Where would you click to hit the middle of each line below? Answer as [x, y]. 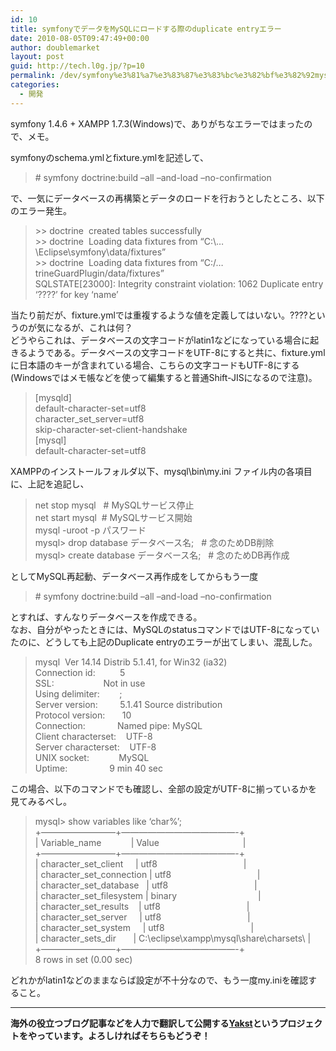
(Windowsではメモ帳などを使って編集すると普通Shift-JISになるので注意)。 [164, 377]
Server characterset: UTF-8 [95, 747]
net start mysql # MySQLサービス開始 [113, 517]
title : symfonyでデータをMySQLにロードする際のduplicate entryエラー [146, 29]
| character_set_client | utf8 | [140, 863]
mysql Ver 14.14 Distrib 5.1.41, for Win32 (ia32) [131, 662]
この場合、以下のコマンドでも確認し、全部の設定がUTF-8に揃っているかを [164, 788]
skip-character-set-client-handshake [111, 429]
